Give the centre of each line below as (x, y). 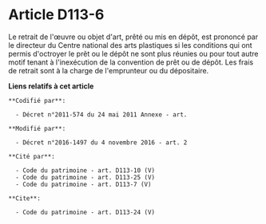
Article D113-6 (56, 15)
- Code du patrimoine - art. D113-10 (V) (85, 170)
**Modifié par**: (37, 128)
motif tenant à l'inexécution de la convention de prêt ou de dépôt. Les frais (131, 62)
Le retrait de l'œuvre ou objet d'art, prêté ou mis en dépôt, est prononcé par (133, 37)
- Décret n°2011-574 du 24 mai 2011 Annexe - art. (101, 114)
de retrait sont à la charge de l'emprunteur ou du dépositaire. (109, 70)
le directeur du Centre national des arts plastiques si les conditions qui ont (131, 45)
